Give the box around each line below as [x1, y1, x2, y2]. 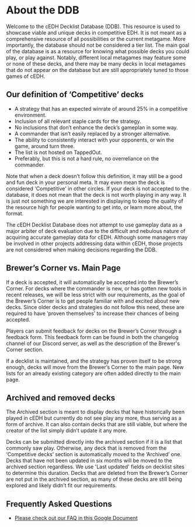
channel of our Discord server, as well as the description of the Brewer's [6, 340, 180, 347]
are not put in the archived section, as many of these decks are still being [6, 475, 183, 483]
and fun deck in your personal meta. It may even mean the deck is [6, 179, 165, 186]
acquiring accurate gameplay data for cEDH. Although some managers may [6, 234, 188, 241]
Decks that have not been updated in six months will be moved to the [6, 457, 172, 464]
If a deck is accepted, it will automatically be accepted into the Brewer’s [6, 279, 179, 286]
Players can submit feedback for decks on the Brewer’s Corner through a [6, 327, 182, 334]
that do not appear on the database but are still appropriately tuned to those [6, 66, 189, 73]
